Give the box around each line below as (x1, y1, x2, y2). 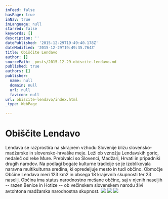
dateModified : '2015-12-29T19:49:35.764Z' (5, 45, 96, 50)
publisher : (5, 73, 28, 78)
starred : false (5, 26, 37, 31)
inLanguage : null (5, 21, 42, 27)
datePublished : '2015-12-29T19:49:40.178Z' (5, 41, 99, 46)
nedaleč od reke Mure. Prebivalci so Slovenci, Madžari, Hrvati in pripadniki (5, 155, 160, 162)
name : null (10, 78, 33, 83)
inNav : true (5, 17, 30, 22)
